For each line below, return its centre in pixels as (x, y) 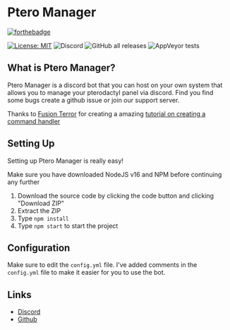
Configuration (39, 247)
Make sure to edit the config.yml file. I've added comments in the (102, 265)
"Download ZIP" (41, 203)
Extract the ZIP (39, 210)
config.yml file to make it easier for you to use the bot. (86, 273)
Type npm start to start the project (68, 226)
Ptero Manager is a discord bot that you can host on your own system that (115, 85)
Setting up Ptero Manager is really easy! (65, 161)
